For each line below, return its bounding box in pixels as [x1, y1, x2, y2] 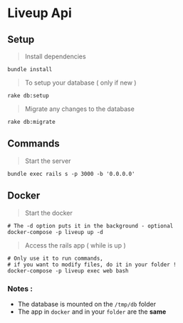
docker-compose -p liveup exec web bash [7, 267, 130, 275]
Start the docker [24, 208, 73, 217]
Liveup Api [7, 5, 73, 21]
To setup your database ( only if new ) [24, 78, 137, 87]
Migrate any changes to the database [24, 105, 135, 113]
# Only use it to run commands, [7, 255, 103, 262]
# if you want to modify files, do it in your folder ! [7, 261, 177, 268]
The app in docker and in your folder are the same [17, 307, 167, 316]
